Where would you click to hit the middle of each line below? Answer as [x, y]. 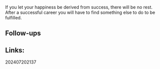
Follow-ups [23, 34]
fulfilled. [13, 18]
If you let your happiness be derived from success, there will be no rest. [79, 7]
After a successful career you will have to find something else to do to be [80, 12]
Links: [15, 50]
